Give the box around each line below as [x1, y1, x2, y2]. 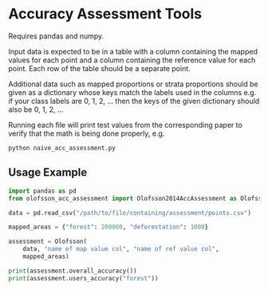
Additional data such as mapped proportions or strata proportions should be [8, 79, 258, 89]
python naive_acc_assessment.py [8, 144, 116, 152]
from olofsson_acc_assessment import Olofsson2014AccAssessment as [8, 194, 238, 202]
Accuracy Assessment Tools [8, 5, 203, 23]
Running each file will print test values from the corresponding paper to [8, 120, 243, 129]
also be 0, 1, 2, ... [8, 105, 64, 114]
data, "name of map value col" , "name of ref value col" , [22, 245, 219, 253]
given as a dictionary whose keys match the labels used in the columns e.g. [8, 87, 257, 97]
